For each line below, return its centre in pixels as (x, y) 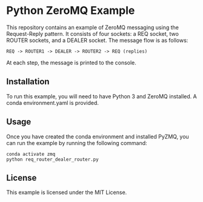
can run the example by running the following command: (77, 143)
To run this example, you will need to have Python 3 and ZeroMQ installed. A (101, 96)
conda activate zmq (31, 154)
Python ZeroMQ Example (71, 11)
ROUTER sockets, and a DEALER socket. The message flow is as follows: (97, 40)
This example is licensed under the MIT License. (67, 192)
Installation (28, 82)
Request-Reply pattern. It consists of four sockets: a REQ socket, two (92, 33)
